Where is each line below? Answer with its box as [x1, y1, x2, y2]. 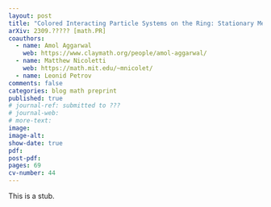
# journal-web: [8, 110, 60, 118]
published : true [8, 94, 63, 102]
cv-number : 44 [8, 169, 56, 177]
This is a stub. [8, 191, 55, 201]
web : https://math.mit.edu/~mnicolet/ [23, 64, 153, 72]
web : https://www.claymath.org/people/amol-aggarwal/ [23, 49, 207, 57]
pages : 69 [8, 162, 42, 170]
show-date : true [8, 139, 63, 147]
